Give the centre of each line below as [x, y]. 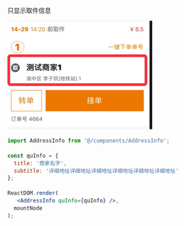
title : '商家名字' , [40, 163]
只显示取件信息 [29, 10]
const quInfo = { [33, 156]
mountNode [28, 208]
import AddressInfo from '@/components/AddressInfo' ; [89, 141]
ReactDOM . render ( [33, 193]
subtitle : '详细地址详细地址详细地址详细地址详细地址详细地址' [96, 171]
